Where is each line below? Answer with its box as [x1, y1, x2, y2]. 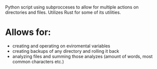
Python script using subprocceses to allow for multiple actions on [5, 4, 139, 10]
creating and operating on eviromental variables [12, 43, 110, 49]
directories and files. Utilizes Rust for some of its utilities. [5, 9, 121, 15]
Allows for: [5, 27, 51, 38]
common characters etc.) [12, 59, 64, 65]
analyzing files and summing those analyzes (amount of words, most [12, 53, 153, 59]
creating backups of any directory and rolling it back [12, 48, 119, 54]
